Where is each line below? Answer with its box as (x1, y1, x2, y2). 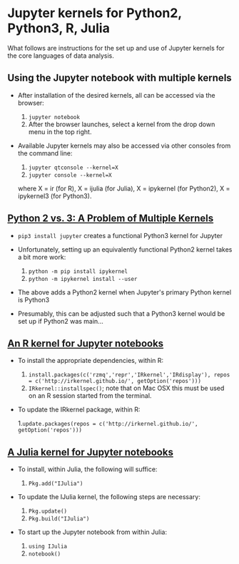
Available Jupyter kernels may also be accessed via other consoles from (17, 141, 231, 150)
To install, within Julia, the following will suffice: (17, 465, 158, 473)
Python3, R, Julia (7, 20, 111, 36)
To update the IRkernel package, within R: (17, 405, 141, 414)
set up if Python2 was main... (17, 317, 103, 325)
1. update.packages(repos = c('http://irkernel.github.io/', (17, 419, 198, 428)
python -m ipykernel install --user (28, 275, 138, 282)
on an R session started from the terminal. (28, 391, 152, 400)
